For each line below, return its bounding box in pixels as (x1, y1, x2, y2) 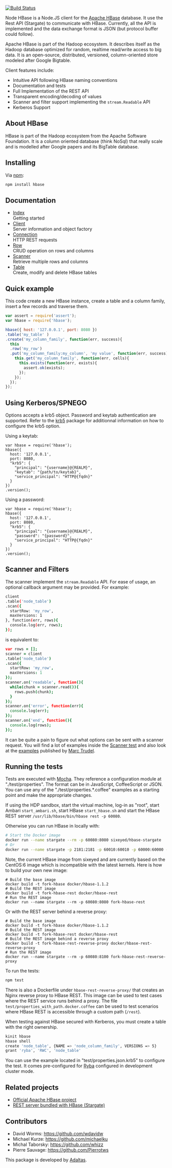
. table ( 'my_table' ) (5, 332, 50, 337)
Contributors (5, 1117, 48, 1126)
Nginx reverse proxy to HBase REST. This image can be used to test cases (5, 992, 162, 998)
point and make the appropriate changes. (5, 792, 93, 798)
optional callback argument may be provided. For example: (5, 584, 130, 590)
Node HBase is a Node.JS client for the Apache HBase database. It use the (5, 15, 163, 20)
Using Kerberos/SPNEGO (5, 398, 87, 407)
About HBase (5, 119, 49, 128)
